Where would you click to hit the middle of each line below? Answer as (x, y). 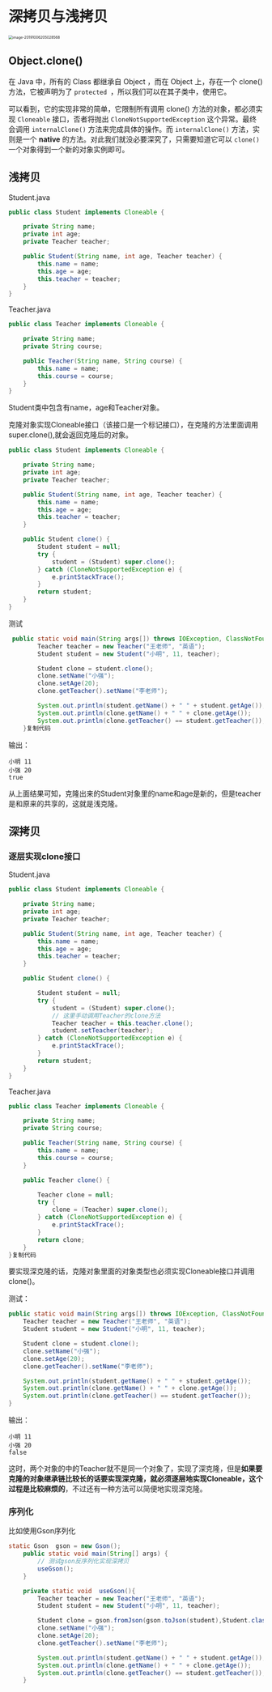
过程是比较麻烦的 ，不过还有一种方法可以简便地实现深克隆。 (108, 1489)
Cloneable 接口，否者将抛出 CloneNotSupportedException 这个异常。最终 (137, 119)
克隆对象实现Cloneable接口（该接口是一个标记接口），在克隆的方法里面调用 (134, 425)
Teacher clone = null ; (76, 1195)
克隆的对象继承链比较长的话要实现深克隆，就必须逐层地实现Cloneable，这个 (136, 1479)
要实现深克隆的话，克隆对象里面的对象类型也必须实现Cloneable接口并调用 (132, 1271)
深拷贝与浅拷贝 (58, 17)
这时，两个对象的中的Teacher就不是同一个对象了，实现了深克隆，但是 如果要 (136, 1469)
